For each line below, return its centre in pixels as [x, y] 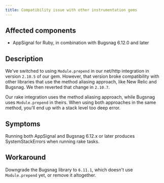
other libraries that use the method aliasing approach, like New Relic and [81, 82]
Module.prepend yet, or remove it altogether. [51, 175]
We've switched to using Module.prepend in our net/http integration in [77, 71]
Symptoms [23, 124]
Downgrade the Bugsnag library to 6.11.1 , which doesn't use [69, 170]
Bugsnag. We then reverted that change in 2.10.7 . [58, 87]
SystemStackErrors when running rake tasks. [53, 142]
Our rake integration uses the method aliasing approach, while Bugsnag [80, 97]
